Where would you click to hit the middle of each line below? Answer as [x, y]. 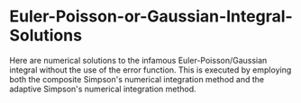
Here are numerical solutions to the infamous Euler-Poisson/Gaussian [138, 60]
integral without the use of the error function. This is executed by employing [150, 70]
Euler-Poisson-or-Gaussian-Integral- [151, 17]
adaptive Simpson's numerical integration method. [103, 89]
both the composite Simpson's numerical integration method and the [137, 79]
